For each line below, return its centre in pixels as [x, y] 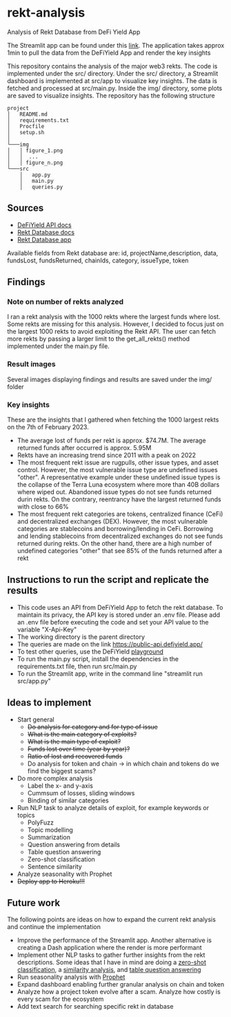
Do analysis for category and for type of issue [93, 727]
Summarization [49, 837]
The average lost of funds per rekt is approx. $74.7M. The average [111, 440]
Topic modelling [50, 829]
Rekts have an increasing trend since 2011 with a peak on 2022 [107, 456]
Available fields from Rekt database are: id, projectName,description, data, [113, 253]
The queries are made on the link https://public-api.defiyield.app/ [110, 644]
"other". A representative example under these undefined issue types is [119, 477]
